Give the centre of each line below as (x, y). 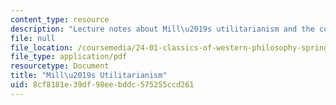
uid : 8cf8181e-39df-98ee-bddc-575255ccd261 (102, 85)
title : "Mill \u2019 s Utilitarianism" (89, 76)
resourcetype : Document (60, 66)
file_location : (42, 47)
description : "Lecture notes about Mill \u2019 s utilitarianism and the (162, 29)
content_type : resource (60, 19)
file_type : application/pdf (69, 57)
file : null (33, 38)
